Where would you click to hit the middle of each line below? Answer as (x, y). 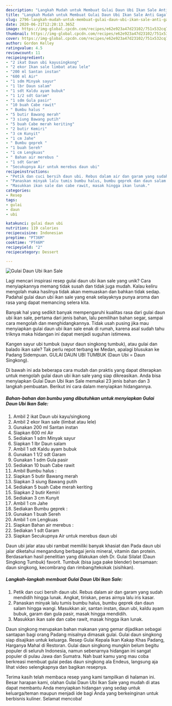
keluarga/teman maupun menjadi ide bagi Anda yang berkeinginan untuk (82, 693)
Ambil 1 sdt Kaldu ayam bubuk (45, 449)
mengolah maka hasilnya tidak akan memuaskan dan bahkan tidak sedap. (83, 292)
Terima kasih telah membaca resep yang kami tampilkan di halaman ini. (81, 677)
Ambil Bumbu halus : (35, 471)
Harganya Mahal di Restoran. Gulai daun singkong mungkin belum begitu (82, 645)
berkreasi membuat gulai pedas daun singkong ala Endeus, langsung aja (82, 662)
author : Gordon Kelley (30, 43)
